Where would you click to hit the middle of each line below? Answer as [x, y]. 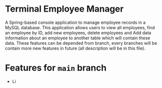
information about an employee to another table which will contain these [78, 38]
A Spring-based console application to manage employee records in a [75, 22]
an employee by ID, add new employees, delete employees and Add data [78, 33]
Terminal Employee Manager [64, 9]
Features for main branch [56, 68]
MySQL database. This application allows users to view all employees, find [80, 27]
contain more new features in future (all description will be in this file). [75, 48]
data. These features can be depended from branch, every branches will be [81, 43]
